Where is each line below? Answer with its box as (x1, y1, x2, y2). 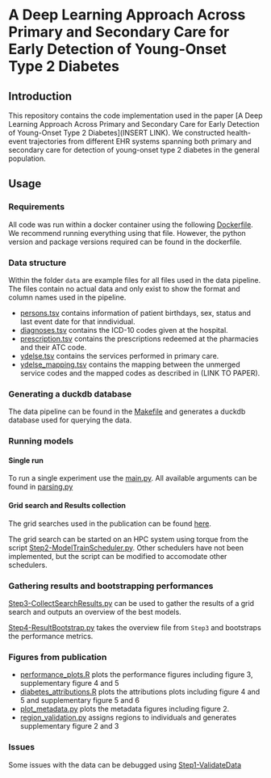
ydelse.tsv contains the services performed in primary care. (19, 351, 219, 360)
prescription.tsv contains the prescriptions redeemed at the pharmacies (19, 334, 259, 343)
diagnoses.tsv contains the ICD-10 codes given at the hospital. (19, 325, 228, 334)
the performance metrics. (8, 631, 94, 641)
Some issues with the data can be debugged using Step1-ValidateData (8, 759, 242, 769)
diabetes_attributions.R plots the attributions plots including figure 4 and (19, 687, 261, 696)
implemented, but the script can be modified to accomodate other (8, 551, 227, 561)
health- (227, 128, 252, 137)
